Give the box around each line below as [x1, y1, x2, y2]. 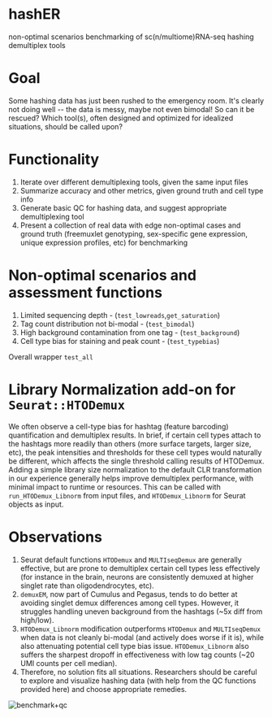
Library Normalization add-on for [8, 380, 236, 398]
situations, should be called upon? [8, 121, 123, 131]
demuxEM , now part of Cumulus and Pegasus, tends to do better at [19, 589, 238, 598]
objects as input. [8, 499, 64, 509]
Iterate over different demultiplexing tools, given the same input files [19, 176, 249, 187]
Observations [8, 528, 103, 546]
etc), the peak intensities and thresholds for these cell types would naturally [8, 447, 262, 457]
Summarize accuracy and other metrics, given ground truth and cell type [19, 185, 264, 195]
